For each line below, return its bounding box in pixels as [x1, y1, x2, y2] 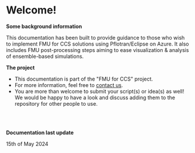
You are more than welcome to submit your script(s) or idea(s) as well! [14, 88, 184, 95]
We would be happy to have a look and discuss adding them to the [14, 94, 176, 101]
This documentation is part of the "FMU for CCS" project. [14, 75, 153, 82]
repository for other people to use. [14, 100, 98, 107]
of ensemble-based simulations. [6, 53, 84, 60]
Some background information [6, 23, 82, 30]
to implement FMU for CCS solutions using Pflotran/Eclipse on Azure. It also [6, 40, 189, 47]
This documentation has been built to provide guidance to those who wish [6, 34, 185, 41]
